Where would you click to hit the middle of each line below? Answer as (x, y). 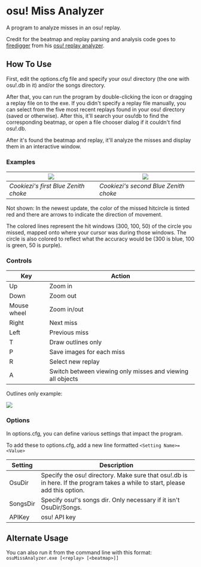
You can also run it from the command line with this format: (79, 553)
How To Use (29, 64)
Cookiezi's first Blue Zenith (47, 186)
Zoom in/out (66, 309)
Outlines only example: (34, 394)
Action (121, 276)
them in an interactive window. (44, 146)
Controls (19, 260)
